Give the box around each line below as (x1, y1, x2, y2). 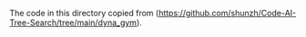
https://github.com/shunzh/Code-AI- (158, 8, 297, 18)
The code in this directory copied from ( (9, 8, 159, 18)
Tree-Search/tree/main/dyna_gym (9, 17, 138, 28)
